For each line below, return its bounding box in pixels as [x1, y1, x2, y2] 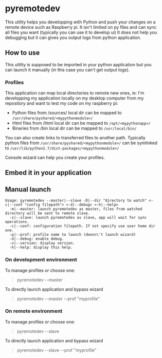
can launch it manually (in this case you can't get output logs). [5, 67, 130, 73]
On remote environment [5, 308, 63, 315]
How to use [5, 49, 40, 57]
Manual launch [5, 185, 51, 193]
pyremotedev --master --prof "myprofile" [17, 296, 100, 301]
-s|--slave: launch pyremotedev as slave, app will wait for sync [9, 215, 147, 220]
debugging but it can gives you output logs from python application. [5, 35, 142, 40]
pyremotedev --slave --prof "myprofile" [17, 347, 97, 353]
